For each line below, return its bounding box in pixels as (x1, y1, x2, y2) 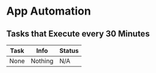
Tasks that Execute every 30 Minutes (6, 29, 150, 39)
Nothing (30, 57, 53, 65)
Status (59, 47, 79, 55)
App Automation (6, 4, 91, 18)
